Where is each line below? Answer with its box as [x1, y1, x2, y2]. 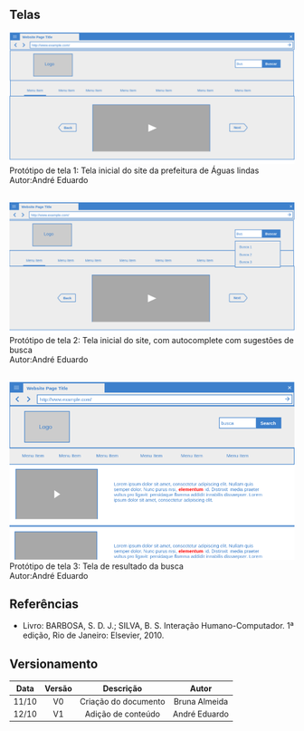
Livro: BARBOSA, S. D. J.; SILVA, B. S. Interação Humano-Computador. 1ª [22, 620, 294, 631]
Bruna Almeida [173, 696, 229, 707]
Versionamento [9, 656, 99, 671]
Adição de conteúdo [84, 708, 161, 719]
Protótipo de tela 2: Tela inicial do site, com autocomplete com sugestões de [9, 334, 294, 345]
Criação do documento [80, 696, 166, 707]
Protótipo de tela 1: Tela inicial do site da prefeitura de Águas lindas [9, 165, 260, 176]
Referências [9, 596, 80, 611]
